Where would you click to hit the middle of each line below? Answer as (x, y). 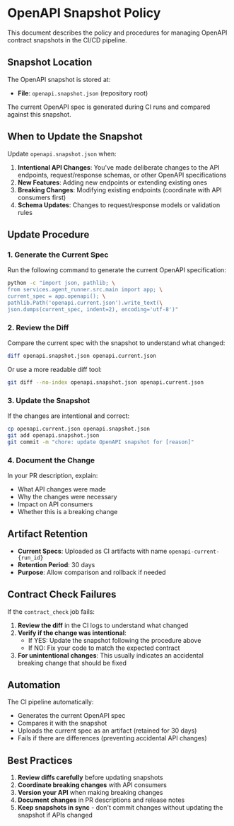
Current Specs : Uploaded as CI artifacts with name (92, 551)
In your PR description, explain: (53, 475)
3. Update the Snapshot (49, 400)
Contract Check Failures (62, 594)
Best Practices (40, 761)
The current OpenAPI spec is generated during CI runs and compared (109, 107)
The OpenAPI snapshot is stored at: (59, 79)
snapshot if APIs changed (55, 815)
